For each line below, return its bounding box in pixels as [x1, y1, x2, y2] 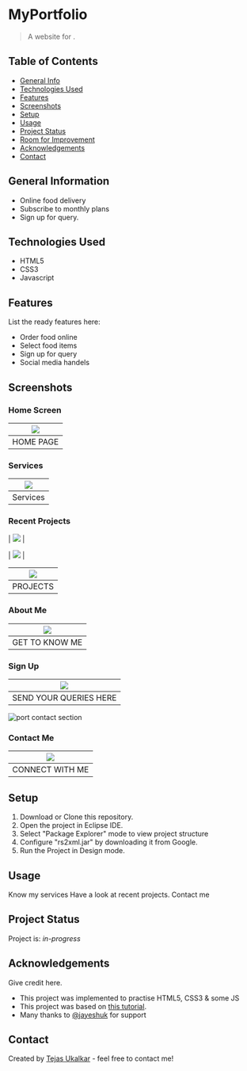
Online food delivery [19, 196, 86, 205]
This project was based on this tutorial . [19, 1001, 147, 1011]
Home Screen [8, 404, 62, 415]
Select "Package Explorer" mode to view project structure [19, 829, 209, 839]
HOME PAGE [12, 436, 59, 447]
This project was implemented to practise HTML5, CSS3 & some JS [19, 993, 240, 1003]
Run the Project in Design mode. [19, 846, 125, 856]
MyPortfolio [8, 6, 88, 24]
